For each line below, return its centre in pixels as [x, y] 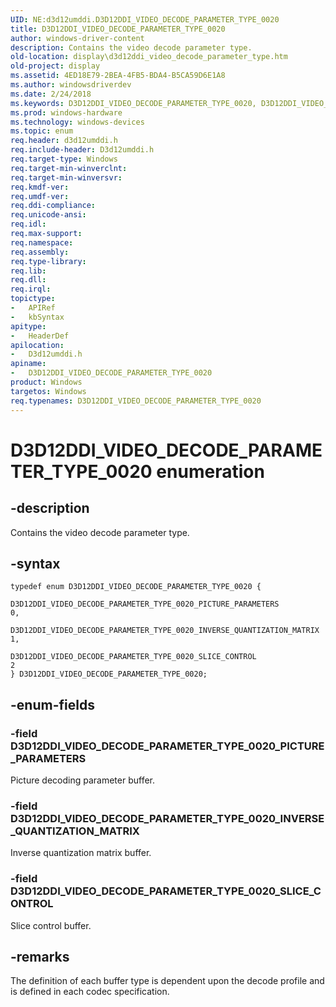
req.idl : [28, 224]
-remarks [40, 956]
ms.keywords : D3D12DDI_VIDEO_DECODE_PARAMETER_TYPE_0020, [133, 103]
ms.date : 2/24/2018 [51, 94]
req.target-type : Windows [64, 159]
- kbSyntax [37, 317]
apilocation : [37, 345]
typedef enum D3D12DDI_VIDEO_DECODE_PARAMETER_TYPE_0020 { [136, 587]
